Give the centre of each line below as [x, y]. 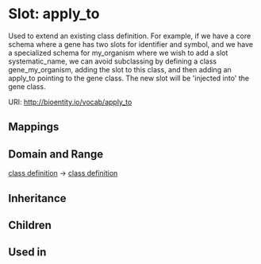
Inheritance [37, 198]
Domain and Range [56, 154]
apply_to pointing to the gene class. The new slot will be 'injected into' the [129, 78]
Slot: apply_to [54, 14]
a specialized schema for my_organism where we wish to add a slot [118, 52]
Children [30, 225]
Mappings [34, 127]
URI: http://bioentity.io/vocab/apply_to [70, 102]
